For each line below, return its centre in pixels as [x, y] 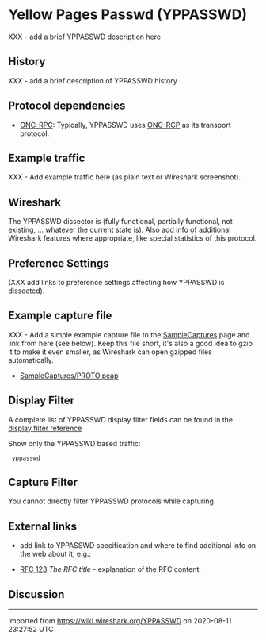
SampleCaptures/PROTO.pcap [69, 376]
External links [43, 526]
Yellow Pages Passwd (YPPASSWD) [128, 15]
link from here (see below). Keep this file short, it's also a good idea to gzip [131, 343]
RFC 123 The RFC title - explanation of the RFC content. [110, 569]
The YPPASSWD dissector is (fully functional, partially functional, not [121, 222]
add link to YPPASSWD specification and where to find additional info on [138, 546]
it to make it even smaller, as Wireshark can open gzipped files [110, 352]
